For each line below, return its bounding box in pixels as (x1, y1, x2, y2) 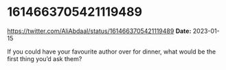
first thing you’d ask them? (7, 54, 82, 62)
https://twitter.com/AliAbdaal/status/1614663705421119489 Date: (7, 27, 192, 35)
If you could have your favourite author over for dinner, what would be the (7, 47, 216, 56)
